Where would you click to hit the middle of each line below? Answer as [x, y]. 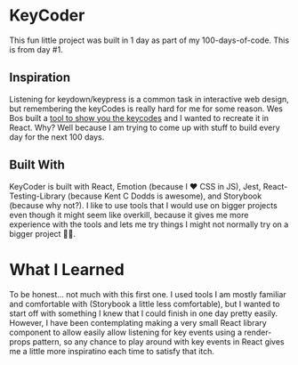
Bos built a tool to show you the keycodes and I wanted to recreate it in [139, 118]
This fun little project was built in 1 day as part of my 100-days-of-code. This [149, 40]
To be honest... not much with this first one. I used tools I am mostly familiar [148, 294]
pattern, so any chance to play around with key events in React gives [158, 341]
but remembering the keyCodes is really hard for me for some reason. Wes [146, 109]
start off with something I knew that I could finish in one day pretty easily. [144, 313]
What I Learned [67, 269]
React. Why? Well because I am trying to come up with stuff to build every [145, 127]
